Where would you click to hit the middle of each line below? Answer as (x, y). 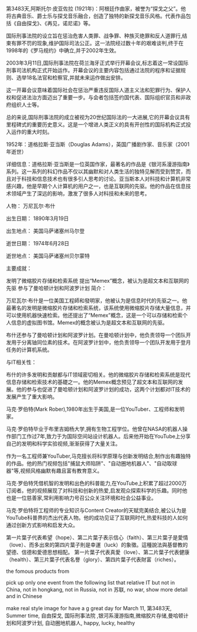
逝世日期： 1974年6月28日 (38, 243)
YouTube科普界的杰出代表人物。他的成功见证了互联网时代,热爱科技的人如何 (97, 518)
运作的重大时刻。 (32, 132)
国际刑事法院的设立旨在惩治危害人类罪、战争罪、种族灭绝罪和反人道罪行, (94, 36)
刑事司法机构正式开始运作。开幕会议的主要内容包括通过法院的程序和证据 (93, 70)
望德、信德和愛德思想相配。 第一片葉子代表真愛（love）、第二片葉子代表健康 (98, 552)
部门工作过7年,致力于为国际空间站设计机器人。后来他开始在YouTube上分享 (101, 436)
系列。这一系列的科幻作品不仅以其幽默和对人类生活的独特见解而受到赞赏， (96, 171)
